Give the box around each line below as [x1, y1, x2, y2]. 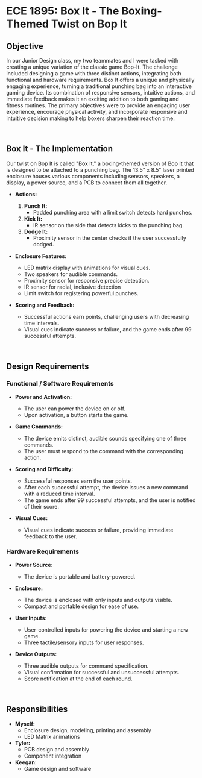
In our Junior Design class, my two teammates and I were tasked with [6, 57, 179, 64]
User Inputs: [14, 614, 47, 621]
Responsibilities [6, 704, 68, 715]
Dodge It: [24, 228, 48, 235]
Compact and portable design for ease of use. [24, 603, 139, 610]
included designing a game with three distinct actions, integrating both [6, 70, 182, 77]
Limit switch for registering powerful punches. [24, 289, 139, 296]
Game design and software [24, 765, 92, 772]
